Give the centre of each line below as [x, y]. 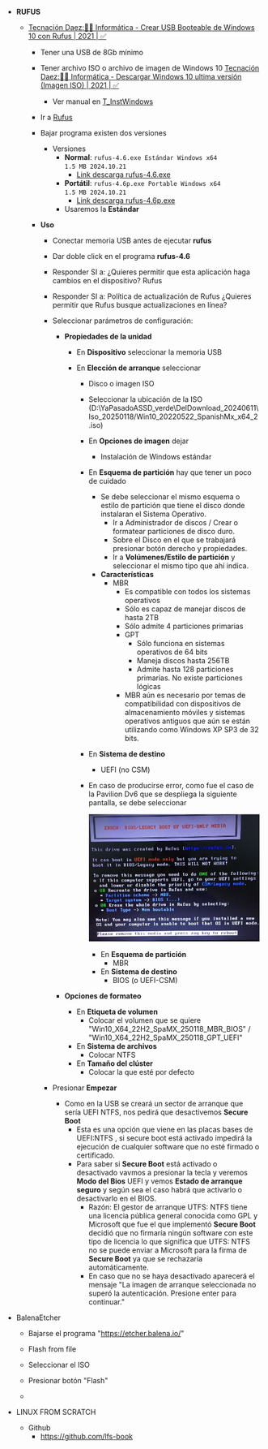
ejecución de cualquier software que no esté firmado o [168, 1147]
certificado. [96, 1155]
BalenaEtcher [38, 1317]
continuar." [107, 1302]
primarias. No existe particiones [189, 678]
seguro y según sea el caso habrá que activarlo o [160, 1190]
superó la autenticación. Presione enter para [163, 1293]
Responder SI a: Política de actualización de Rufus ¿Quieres [152, 296]
